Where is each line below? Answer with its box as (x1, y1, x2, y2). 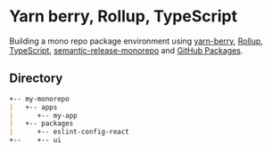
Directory (9, 71, 63, 86)
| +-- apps (9, 102, 58, 112)
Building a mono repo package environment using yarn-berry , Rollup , (9, 36, 263, 46)
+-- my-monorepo (9, 94, 70, 103)
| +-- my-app (9, 111, 78, 120)
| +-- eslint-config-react (9, 127, 129, 137)
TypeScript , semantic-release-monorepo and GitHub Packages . (9, 44, 243, 55)
